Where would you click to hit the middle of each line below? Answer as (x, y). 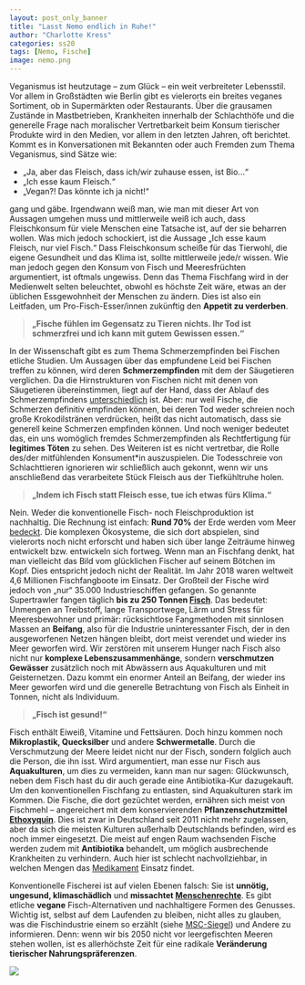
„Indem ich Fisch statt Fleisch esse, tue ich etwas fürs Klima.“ (152, 495)
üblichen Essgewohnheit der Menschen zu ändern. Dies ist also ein (135, 296)
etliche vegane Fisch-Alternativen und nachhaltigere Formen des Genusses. (152, 905)
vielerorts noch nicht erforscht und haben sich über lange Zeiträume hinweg (152, 541)
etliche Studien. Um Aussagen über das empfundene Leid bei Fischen (140, 361)
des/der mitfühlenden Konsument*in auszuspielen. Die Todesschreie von (147, 458)
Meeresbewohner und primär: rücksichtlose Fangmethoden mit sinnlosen (147, 619)
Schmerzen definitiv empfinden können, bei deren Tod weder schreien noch (152, 409)
